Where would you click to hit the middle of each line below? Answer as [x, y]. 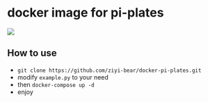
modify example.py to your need [63, 77]
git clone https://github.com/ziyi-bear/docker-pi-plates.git [109, 71]
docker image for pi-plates [86, 13]
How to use [32, 53]
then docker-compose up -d [56, 84]
